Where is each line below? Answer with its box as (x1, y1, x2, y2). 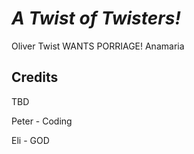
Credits (11, 69, 59, 86)
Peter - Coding (11, 115, 73, 127)
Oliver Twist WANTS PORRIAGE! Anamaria (11, 40, 185, 52)
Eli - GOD (11, 134, 50, 146)
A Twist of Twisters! (11, 7, 181, 30)
